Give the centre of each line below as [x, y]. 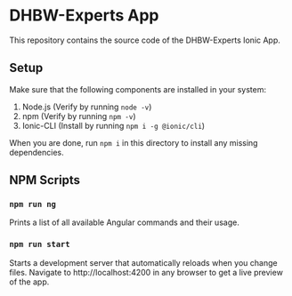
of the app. [29, 282]
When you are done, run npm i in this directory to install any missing [134, 142]
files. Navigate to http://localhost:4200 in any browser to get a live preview [146, 272]
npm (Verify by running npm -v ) [79, 116]
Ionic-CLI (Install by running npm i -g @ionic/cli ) [114, 125]
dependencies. [36, 152]
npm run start [40, 244]
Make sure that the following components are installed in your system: [138, 89]
